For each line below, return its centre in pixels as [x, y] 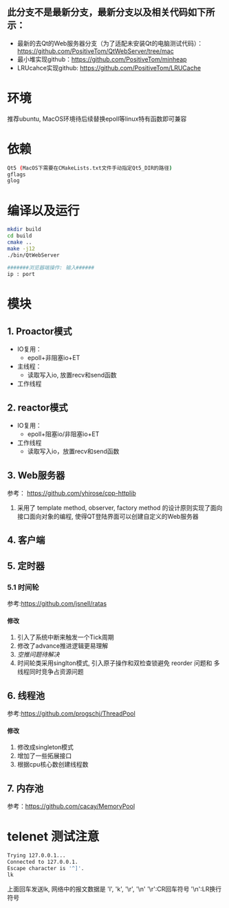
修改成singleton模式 [45, 747]
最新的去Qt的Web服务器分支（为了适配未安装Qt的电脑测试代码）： [110, 43]
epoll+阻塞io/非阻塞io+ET [63, 434]
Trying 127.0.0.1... [37, 856]
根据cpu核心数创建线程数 [53, 764]
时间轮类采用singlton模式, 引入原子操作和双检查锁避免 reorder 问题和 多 [118, 663]
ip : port [21, 274]
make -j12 [21, 248]
